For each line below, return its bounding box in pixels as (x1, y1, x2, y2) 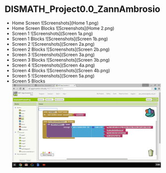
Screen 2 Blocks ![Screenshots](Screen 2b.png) (11, 46, 110, 52)
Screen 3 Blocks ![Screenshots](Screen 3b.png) (11, 57, 110, 63)
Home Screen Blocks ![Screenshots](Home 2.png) (11, 25, 114, 31)
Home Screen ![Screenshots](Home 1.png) (11, 20, 99, 26)
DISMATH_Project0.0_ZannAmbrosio (4, 3, 161, 15)
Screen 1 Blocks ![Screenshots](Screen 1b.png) (11, 36, 109, 42)
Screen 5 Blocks (11, 78, 46, 84)
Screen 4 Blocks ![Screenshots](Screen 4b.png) (11, 67, 110, 73)
